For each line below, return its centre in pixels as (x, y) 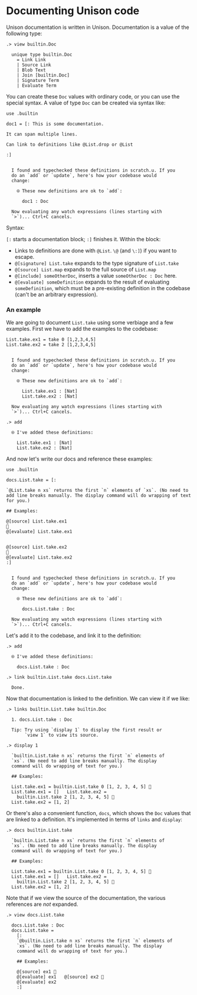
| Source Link (34, 65)
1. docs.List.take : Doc (42, 720)
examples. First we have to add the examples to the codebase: (82, 329)
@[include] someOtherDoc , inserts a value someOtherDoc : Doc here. (96, 275)
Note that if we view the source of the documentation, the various (86, 898)
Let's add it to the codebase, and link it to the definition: (74, 636)
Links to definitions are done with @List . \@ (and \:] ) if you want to (96, 250)
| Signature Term (38, 80)
